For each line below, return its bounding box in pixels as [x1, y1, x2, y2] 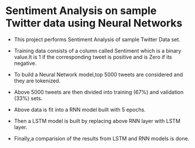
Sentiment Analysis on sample [5, 4, 157, 18]
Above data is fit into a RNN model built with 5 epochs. [13, 106, 146, 113]
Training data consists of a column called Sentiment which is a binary [13, 47, 182, 54]
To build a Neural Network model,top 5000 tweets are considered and [13, 71, 183, 78]
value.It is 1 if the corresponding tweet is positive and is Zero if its [13, 53, 172, 60]
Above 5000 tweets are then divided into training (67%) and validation [13, 88, 184, 95]
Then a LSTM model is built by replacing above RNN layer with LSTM [13, 117, 181, 124]
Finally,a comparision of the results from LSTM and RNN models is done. [13, 135, 190, 142]
